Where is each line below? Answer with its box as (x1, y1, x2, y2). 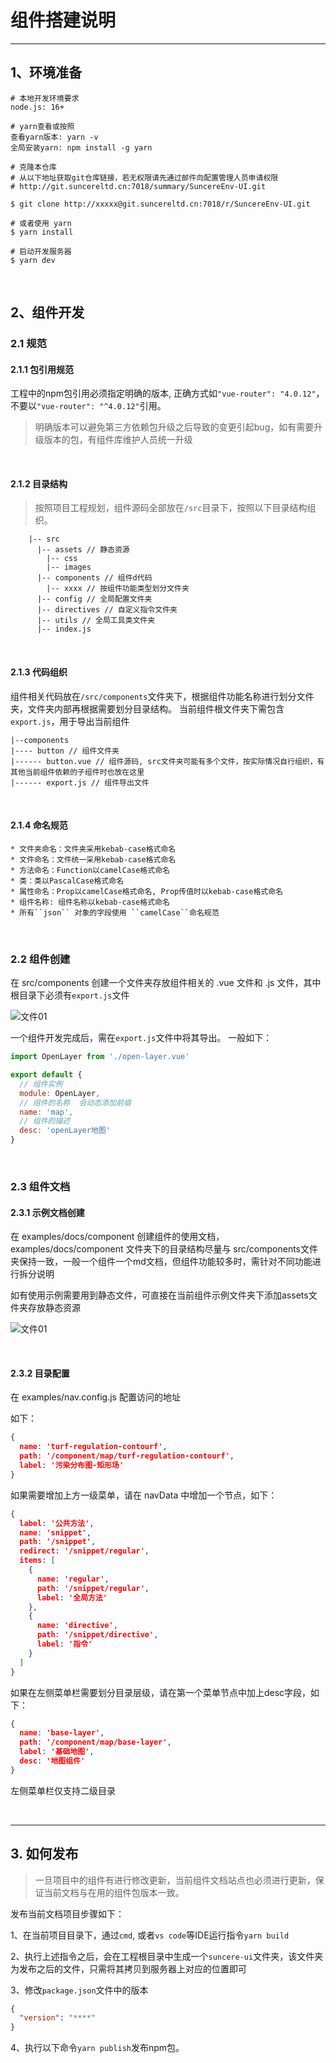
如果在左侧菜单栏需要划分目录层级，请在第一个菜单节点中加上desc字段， (10, 1686, 312, 1698)
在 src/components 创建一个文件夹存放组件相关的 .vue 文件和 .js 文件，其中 (10, 977, 322, 989)
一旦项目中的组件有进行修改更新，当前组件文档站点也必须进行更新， (34, 1874, 316, 1886)
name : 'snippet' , (19, 1527, 92, 1538)
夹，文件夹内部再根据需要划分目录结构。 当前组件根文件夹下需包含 (10, 702, 285, 715)
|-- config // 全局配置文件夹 (36, 594, 153, 605)
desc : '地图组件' (19, 1756, 86, 1766)
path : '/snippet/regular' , (36, 1583, 150, 1593)
